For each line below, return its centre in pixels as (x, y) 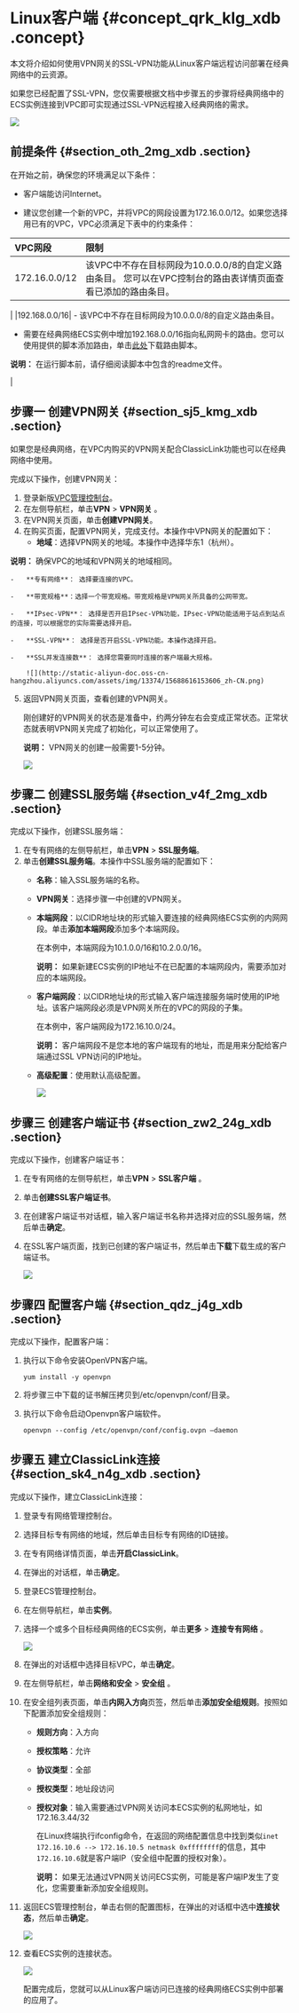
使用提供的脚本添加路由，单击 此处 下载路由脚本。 (112, 345)
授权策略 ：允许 (63, 1750)
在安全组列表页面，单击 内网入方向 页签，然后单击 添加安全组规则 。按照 (151, 1701)
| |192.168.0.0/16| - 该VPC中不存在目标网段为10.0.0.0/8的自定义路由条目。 (145, 315)
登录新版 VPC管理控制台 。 (70, 497)
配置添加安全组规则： (70, 1713)
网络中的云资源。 (41, 74)
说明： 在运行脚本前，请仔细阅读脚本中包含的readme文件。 (118, 364)
